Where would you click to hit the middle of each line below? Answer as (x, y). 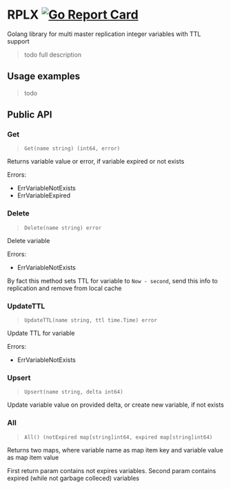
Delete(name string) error (63, 228)
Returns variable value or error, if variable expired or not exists (96, 162)
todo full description (52, 55)
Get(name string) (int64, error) (72, 148)
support (18, 41)
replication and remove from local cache (64, 288)
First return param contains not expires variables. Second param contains (112, 470)
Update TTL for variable (41, 333)
